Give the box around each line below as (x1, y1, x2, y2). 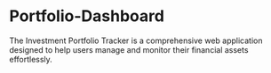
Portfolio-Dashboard (9, 6, 164, 26)
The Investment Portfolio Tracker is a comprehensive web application (9, 35, 263, 46)
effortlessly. (9, 54, 53, 64)
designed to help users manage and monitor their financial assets (9, 44, 249, 55)
